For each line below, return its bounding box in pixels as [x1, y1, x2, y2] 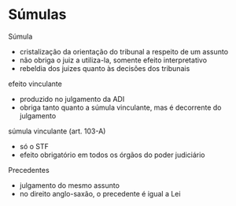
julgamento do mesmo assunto [19, 180, 120, 190]
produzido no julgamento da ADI [19, 94, 125, 103]
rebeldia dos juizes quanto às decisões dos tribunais [19, 63, 190, 73]
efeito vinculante [8, 79, 63, 88]
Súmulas [8, 6, 67, 24]
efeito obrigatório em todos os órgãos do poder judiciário [19, 150, 205, 159]
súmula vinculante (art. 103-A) [8, 126, 106, 136]
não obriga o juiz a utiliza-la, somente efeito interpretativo [19, 55, 207, 65]
